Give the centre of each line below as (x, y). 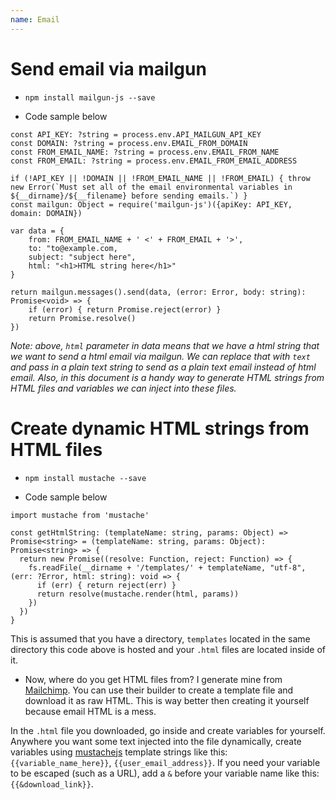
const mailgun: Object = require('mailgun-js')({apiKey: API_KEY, (151, 204)
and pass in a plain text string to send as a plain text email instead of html (163, 367)
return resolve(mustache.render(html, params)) (138, 594)
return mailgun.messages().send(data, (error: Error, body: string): (158, 292)
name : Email (35, 19)
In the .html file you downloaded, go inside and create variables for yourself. (168, 730)
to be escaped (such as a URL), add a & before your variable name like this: (165, 773)
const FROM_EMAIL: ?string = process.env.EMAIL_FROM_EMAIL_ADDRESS (154, 161)
